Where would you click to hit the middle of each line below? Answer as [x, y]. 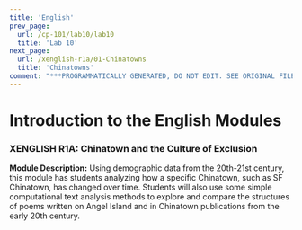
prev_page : [30, 26]
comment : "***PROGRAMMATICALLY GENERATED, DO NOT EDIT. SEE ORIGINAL [142, 76]
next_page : [30, 51]
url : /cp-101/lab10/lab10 [66, 34]
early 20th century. [45, 216]
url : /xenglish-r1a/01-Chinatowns [82, 59]
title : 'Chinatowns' [56, 68]
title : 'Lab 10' [48, 43]
